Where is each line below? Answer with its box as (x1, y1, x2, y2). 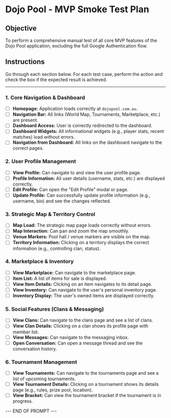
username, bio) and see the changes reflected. (12, 198, 111, 204)
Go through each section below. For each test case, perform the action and (5, 71, 163, 77)
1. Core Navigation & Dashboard (5, 94, 85, 101)
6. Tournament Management (5, 358, 77, 365)
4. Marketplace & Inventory (5, 258, 74, 265)
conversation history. (12, 346, 57, 352)
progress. (12, 398, 33, 404)
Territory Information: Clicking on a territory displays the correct (12, 240, 150, 246)
